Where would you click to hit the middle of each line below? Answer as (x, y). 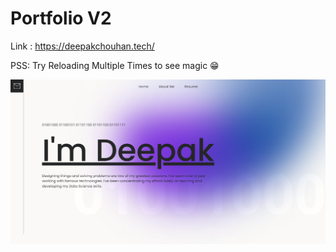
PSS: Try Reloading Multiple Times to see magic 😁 (115, 65)
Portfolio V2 (61, 18)
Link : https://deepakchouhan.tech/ (82, 46)
